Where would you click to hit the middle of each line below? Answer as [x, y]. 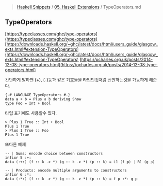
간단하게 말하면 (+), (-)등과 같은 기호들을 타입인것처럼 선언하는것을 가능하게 [76, 80]
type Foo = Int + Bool [28, 103]
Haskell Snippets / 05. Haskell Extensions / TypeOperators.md [79, 7]
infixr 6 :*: [18, 174]
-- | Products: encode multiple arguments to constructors [66, 170]
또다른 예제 [16, 144]
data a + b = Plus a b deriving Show [43, 99]
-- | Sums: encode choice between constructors [54, 153]
